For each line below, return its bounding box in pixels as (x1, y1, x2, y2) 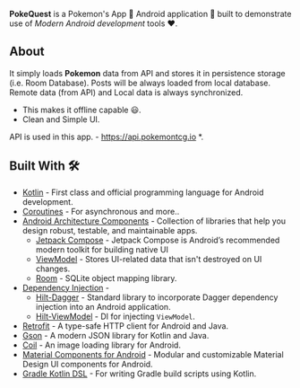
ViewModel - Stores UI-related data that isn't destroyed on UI (35, 253, 262, 264)
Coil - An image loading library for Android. (21, 339, 182, 350)
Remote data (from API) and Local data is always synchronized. (9, 86, 244, 98)
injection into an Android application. (35, 301, 172, 312)
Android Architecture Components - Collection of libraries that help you (21, 216, 287, 226)
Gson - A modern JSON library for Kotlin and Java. (21, 330, 210, 340)
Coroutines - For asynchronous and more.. (21, 206, 180, 216)
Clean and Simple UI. (21, 113, 100, 125)
